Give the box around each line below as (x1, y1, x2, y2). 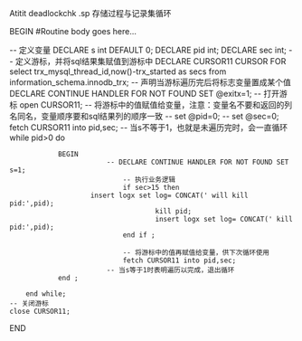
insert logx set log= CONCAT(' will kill (90, 191, 249, 200)
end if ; (122, 231, 156, 240)
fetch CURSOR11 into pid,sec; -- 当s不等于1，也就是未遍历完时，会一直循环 (9, 122, 288, 133)
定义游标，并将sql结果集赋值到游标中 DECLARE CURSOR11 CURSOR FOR (14, 56, 287, 66)
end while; (25, 289, 67, 298)
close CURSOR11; (9, 307, 71, 316)
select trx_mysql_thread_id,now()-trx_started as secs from (9, 66, 227, 77)
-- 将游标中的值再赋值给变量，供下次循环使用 (122, 248, 269, 257)
